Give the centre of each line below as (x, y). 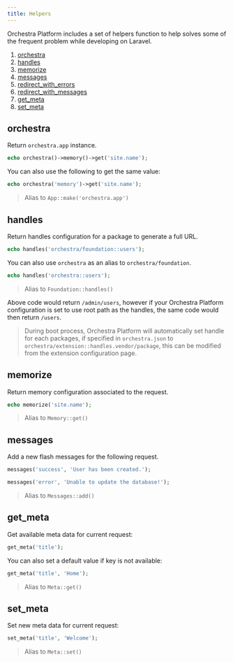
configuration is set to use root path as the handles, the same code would (113, 310)
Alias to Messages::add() (59, 496)
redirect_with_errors (46, 84)
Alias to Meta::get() (53, 587)
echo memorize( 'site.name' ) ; (50, 405)
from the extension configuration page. (81, 353)
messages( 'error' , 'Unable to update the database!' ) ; (89, 482)
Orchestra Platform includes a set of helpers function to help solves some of (117, 34)
